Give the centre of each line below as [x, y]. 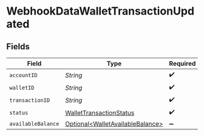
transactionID [30, 100]
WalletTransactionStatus [100, 112]
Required [182, 63]
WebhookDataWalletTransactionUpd [100, 11]
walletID [22, 87]
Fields [18, 46]
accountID [23, 75]
